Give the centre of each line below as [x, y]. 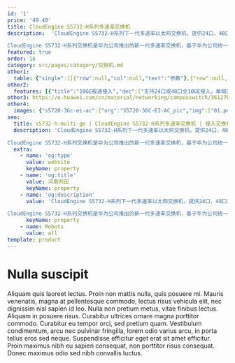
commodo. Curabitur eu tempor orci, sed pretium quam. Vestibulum [105, 323]
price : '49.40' [29, 20]
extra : [23, 149]
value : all [42, 233]
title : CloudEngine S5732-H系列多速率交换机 [69, 27]
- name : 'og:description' [58, 195]
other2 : [19, 84]
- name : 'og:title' [48, 175]
